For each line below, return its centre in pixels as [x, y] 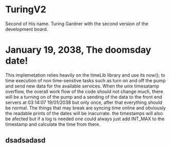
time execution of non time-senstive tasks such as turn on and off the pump [85, 80]
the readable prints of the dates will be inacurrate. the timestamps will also [84, 113]
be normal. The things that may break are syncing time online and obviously [85, 108]
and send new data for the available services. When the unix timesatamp [82, 86]
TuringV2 [26, 10]
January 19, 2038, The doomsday [78, 50]
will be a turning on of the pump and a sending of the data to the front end [84, 97]
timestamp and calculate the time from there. [53, 124]
